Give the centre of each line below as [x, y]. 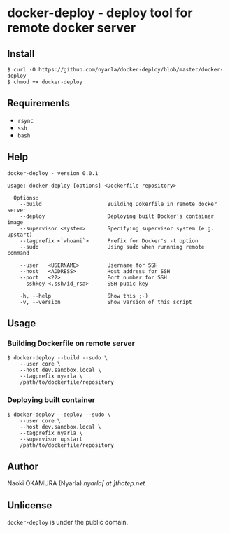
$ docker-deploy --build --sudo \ [58, 358]
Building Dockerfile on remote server [71, 343]
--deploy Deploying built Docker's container [117, 216]
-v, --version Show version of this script [106, 302]
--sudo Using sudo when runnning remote [112, 247]
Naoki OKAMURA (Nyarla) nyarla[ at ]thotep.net [76, 483]
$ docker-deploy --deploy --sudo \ [59, 415]
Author [23, 466]
